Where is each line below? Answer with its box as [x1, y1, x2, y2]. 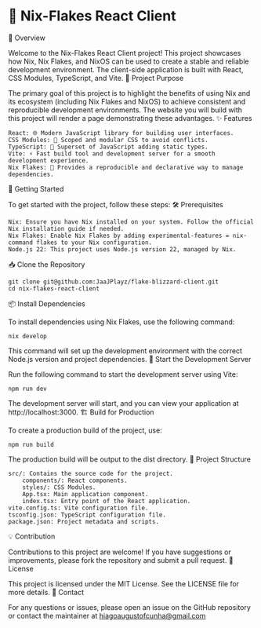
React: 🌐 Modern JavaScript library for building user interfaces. [8, 129, 234, 137]
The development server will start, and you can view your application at [8, 398, 239, 407]
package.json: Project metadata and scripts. [8, 517, 159, 525]
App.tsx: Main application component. [22, 490, 149, 498]
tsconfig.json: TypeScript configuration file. [8, 510, 167, 519]
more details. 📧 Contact [8, 587, 85, 597]
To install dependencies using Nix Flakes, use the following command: [8, 317, 235, 327]
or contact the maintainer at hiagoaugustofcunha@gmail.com [8, 611, 206, 620]
